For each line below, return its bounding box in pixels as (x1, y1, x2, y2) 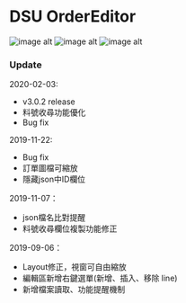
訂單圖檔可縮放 (22, 163, 78, 174)
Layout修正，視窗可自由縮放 (22, 262, 128, 272)
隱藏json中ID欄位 (22, 174, 86, 185)
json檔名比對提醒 (22, 212, 86, 223)
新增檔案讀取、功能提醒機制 (22, 284, 126, 295)
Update (9, 58, 42, 71)
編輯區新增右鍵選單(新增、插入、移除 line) (22, 272, 178, 284)
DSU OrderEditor (9, 6, 137, 27)
